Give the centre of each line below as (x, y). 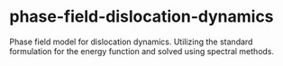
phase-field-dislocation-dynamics (141, 17)
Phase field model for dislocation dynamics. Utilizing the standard (131, 42)
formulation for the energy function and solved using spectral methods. (142, 51)
